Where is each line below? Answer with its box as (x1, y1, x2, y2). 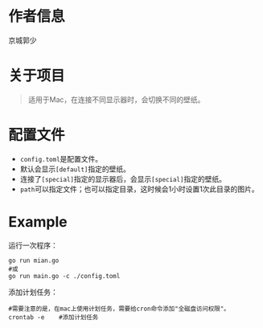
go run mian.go (8, 256, 60, 264)
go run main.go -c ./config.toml (8, 272, 121, 280)
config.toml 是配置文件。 (19, 154, 103, 163)
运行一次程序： (8, 240, 58, 250)
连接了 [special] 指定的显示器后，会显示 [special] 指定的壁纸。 (19, 174, 227, 183)
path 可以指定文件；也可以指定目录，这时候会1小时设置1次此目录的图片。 (19, 184, 259, 194)
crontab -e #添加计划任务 (8, 313, 99, 322)
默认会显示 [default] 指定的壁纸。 (19, 164, 131, 174)
